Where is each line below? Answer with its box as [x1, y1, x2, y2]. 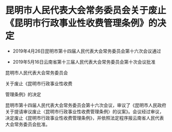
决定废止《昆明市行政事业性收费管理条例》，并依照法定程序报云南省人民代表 [5, 115, 164, 121]
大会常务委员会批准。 [5, 121, 50, 127]
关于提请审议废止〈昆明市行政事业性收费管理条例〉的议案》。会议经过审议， [5, 108, 164, 115]
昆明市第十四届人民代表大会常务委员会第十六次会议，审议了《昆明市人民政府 [5, 102, 166, 108]
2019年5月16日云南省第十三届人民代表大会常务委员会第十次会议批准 [12, 59, 156, 65]
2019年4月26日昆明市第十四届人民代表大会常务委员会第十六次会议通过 [12, 48, 161, 54]
